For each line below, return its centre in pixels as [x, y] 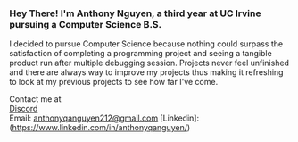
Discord [24, 109]
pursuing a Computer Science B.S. [86, 24]
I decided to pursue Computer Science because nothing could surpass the [146, 44]
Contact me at [35, 99]
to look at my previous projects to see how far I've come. [114, 82]
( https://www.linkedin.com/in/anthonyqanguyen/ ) [100, 128]
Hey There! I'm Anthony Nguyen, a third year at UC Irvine [135, 13]
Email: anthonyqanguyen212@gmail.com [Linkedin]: [104, 118]
